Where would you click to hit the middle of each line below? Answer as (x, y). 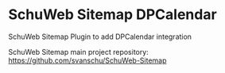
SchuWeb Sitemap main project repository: (78, 52)
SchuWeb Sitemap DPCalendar (112, 15)
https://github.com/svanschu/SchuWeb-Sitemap (87, 60)
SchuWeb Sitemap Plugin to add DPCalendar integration (100, 36)
